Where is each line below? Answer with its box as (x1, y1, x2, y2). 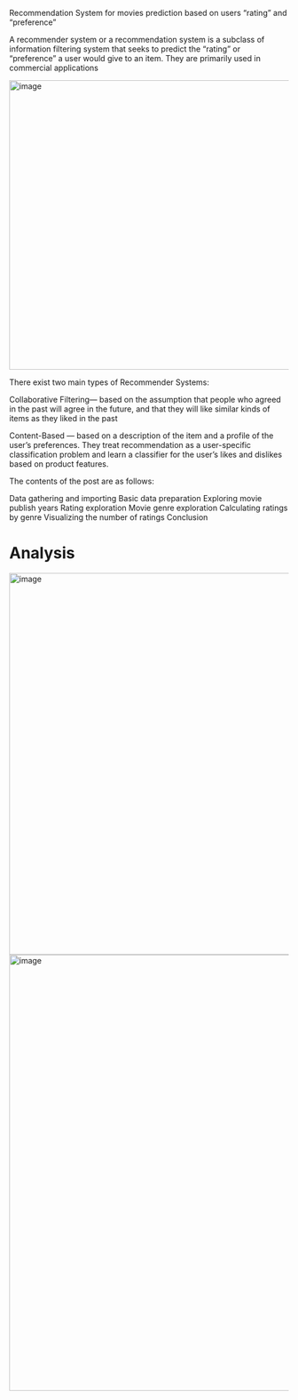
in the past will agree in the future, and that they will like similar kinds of (9, 404, 271, 414)
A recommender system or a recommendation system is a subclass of (9, 35, 265, 44)
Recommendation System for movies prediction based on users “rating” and (9, 8, 287, 18)
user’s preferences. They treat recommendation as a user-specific (9, 440, 251, 450)
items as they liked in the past (9, 413, 118, 423)
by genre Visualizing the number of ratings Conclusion (9, 512, 208, 523)
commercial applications (9, 62, 99, 73)
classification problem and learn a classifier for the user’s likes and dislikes (9, 449, 282, 460)
